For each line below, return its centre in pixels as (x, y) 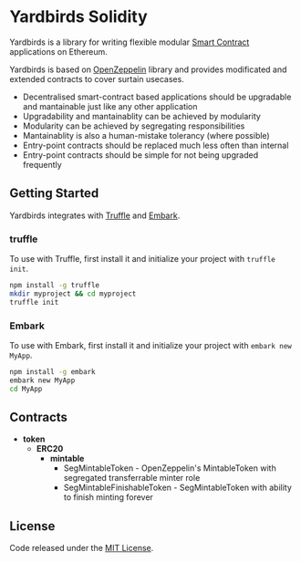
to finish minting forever (108, 497)
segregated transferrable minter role (132, 478)
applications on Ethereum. (58, 51)
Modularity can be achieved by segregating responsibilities (134, 126)
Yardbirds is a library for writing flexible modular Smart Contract (130, 42)
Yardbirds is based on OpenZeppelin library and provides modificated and (148, 69)
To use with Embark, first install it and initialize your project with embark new (150, 345)
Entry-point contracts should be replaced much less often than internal (156, 145)
